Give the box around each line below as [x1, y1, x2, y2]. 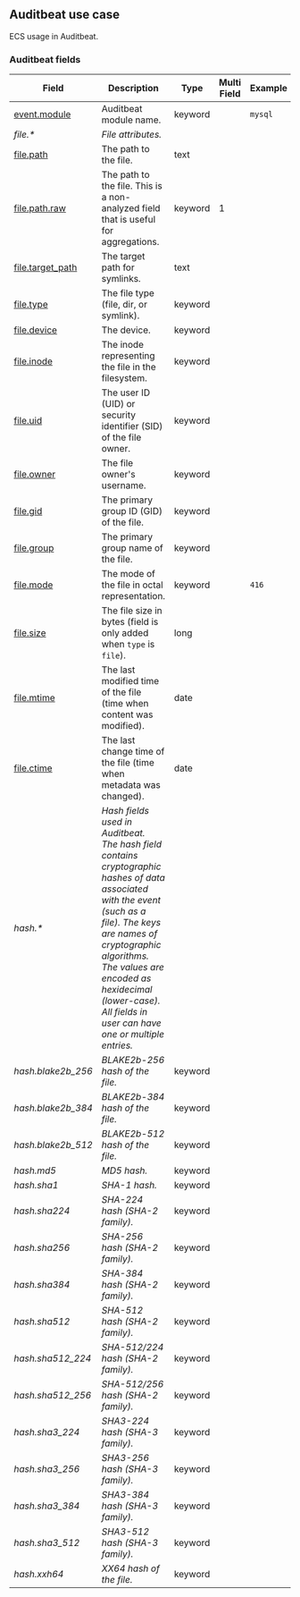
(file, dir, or [101, 299, 147, 311]
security [101, 409, 137, 421]
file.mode [13, 579, 54, 591]
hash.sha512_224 [13, 1352, 92, 1365]
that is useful [101, 214, 156, 226]
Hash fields [101, 805, 150, 817]
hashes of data [101, 872, 165, 884]
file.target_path [13, 261, 78, 274]
